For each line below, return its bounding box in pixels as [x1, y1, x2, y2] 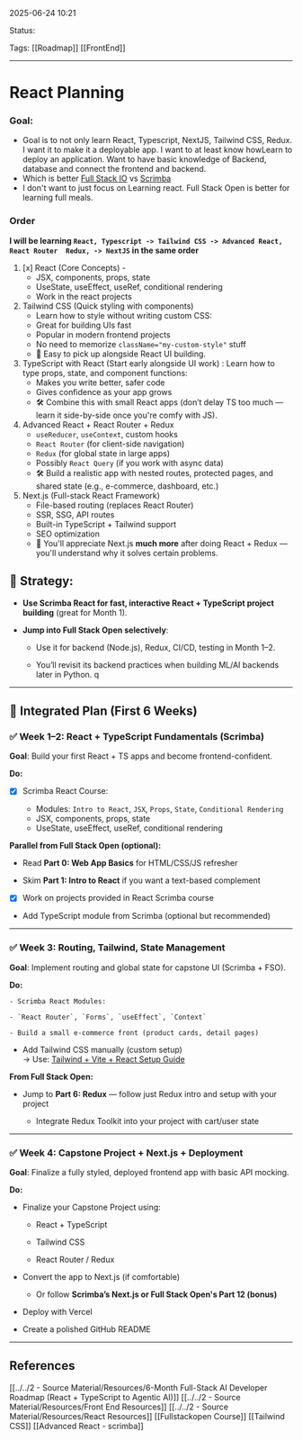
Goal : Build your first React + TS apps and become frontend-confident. [9, 751, 272, 761]
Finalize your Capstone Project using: [22, 1201, 162, 1212]
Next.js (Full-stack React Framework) [22, 490, 160, 500]
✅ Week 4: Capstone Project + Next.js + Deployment [9, 1147, 244, 1159]
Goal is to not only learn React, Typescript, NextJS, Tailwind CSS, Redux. [22, 135, 293, 146]
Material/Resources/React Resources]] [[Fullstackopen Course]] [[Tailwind [9, 1410, 286, 1421]
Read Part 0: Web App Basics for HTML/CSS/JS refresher [22, 858, 238, 868]
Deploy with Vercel [22, 1307, 93, 1317]
